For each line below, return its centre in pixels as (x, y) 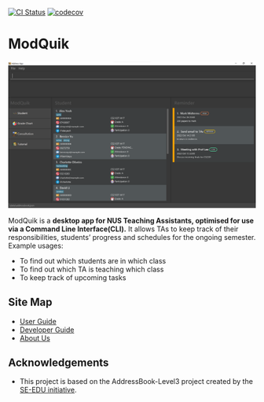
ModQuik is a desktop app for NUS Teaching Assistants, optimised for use (131, 220)
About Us (35, 337)
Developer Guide (47, 330)
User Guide (38, 321)
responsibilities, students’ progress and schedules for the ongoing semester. (132, 237)
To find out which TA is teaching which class (92, 269)
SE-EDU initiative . (48, 390)
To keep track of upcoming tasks (73, 277)
